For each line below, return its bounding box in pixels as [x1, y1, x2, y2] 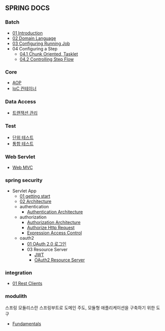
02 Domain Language [12, 35, 56, 41]
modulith [5, 293, 27, 300]
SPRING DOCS [5, 4, 50, 12]
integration [5, 269, 33, 276]
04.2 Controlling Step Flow [19, 56, 74, 62]
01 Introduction [12, 30, 43, 36]
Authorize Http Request [27, 224, 75, 231]
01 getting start [19, 193, 51, 199]
